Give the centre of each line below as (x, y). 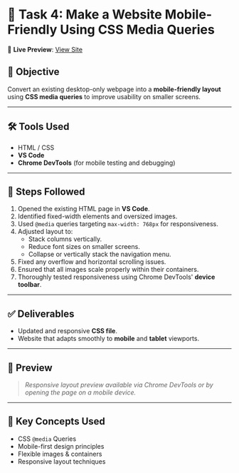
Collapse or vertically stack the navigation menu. (100, 254)
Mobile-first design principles (61, 446)
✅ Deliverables (41, 314)
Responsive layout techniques (62, 461)
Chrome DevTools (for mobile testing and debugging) (96, 163)
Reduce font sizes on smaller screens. (84, 247)
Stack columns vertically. (65, 239)
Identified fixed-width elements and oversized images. (97, 216)
